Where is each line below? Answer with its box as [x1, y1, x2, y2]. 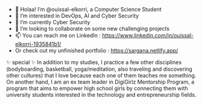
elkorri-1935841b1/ [14, 41, 62, 48]
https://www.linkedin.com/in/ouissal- [102, 32, 194, 39]
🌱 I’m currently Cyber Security [14, 19, 90, 25]
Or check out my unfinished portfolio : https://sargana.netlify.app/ [14, 47, 178, 54]
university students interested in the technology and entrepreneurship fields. [6, 91, 197, 98]
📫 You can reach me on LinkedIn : [14, 32, 101, 39]
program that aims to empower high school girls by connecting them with [6, 85, 188, 92]
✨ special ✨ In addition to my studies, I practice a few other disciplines [6, 59, 182, 66]
